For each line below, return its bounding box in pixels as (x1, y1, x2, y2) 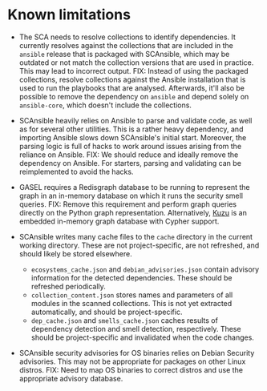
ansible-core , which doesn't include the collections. (18, 100, 192, 110)
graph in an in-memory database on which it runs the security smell (18, 191, 244, 200)
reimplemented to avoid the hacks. (18, 167, 134, 176)
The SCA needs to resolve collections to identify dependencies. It (18, 32, 236, 42)
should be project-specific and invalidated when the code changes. (30, 333, 254, 342)
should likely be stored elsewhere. (18, 248, 133, 258)
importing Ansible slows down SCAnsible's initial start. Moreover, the (18, 132, 247, 142)
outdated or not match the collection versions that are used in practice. (18, 58, 254, 67)
